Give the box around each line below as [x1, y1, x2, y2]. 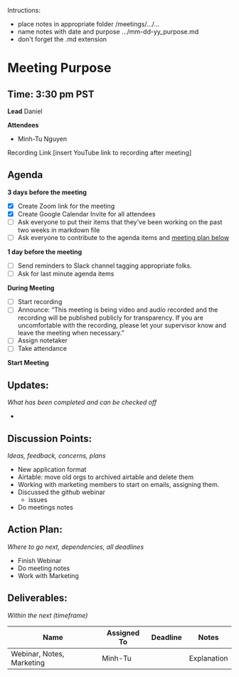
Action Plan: [7, 523, 63, 536]
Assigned [106, 628, 140, 638]
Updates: [7, 379, 49, 391]
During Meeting [7, 284, 55, 293]
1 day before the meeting [7, 248, 83, 256]
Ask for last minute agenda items [17, 270, 115, 278]
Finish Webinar [17, 556, 62, 565]
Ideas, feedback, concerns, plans [7, 451, 106, 460]
